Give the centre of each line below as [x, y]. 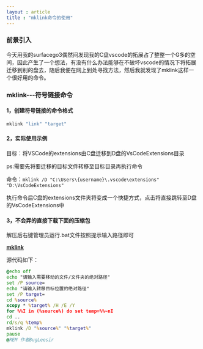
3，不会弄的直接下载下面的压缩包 [48, 220]
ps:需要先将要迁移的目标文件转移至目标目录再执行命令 [74, 166]
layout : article [28, 12]
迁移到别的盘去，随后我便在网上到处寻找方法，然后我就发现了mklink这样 [98, 70]
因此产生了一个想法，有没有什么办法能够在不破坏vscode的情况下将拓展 [107, 62]
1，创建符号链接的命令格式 [40, 111]
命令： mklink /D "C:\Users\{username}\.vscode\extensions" [83, 179]
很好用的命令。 [30, 78]
